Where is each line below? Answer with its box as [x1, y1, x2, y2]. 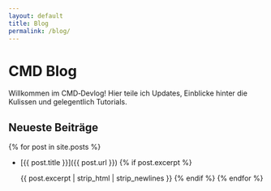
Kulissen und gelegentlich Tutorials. [8, 97, 127, 107]
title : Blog [8, 19, 49, 28]
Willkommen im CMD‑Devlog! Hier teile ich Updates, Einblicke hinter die [8, 88, 247, 98]
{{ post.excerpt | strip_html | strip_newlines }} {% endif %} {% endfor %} [19, 173, 264, 183]
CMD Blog [8, 62, 77, 80]
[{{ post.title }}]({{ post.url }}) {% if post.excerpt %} [19, 158, 192, 168]
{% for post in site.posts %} [8, 142, 101, 152]
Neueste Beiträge [8, 121, 99, 134]
